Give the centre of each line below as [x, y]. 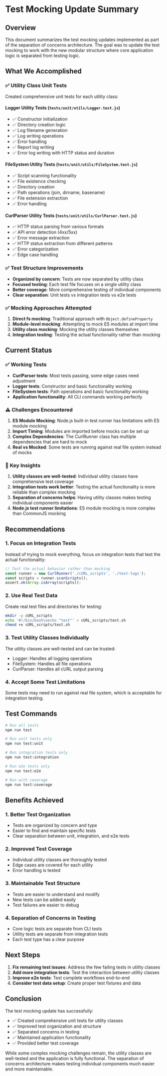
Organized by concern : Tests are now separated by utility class [78, 279]
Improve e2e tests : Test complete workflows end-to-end [71, 977]
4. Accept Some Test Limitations [45, 682]
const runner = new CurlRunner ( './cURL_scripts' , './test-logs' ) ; [76, 573]
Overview [21, 28]
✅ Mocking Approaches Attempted [48, 307]
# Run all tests [22, 725]
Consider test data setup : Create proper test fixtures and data [77, 983]
